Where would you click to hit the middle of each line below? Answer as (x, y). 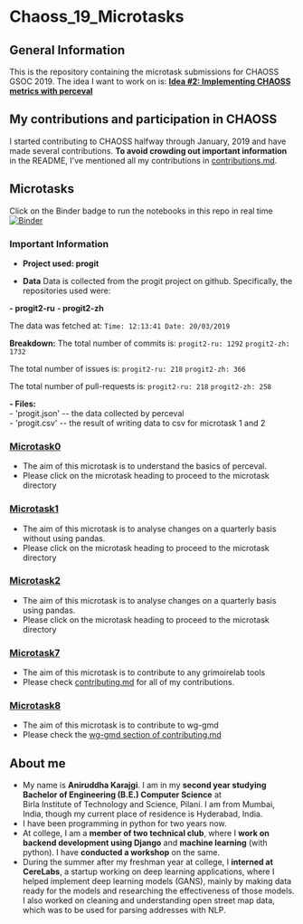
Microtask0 (35, 446)
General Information (67, 50)
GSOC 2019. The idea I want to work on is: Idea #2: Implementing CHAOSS (150, 81)
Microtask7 (35, 653)
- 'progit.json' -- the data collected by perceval (97, 413)
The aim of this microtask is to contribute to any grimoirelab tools (144, 672)
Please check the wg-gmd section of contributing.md (122, 735)
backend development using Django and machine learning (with (145, 843)
